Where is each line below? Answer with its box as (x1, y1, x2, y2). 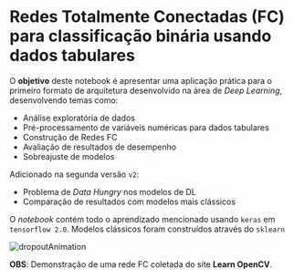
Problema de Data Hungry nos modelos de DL (22, 186, 196, 197)
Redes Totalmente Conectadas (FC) (9, 6, 285, 27)
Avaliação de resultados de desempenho (22, 141, 176, 152)
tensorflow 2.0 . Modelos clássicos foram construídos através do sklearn (9, 223, 286, 234)
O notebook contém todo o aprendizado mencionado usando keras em (9, 213, 276, 224)
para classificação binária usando (9, 26, 272, 46)
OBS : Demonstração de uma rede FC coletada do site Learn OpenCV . (9, 258, 273, 270)
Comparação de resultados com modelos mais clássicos (22, 196, 236, 207)
